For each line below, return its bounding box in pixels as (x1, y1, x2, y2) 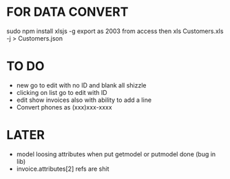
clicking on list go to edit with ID (16, 88, 107, 96)
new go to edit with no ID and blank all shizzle (16, 81, 147, 89)
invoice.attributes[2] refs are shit (16, 165, 109, 173)
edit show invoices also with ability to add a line (16, 96, 152, 104)
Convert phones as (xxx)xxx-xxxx (16, 103, 112, 111)
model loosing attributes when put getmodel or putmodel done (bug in (16, 149, 216, 158)
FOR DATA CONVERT (6, 4, 129, 20)
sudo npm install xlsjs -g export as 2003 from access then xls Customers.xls (6, 27, 224, 35)
